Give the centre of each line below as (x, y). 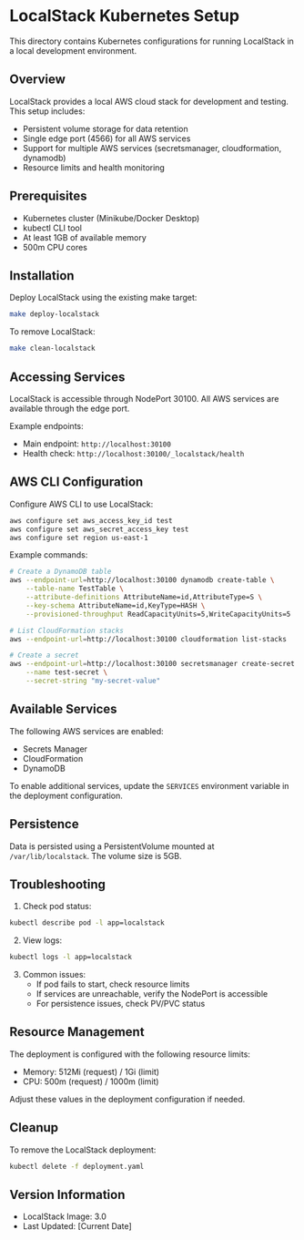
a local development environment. (73, 50)
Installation (42, 276)
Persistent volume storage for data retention (105, 128)
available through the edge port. (70, 408)
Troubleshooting (58, 884)
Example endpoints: (46, 425)
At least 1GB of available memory (85, 237)
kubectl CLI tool (52, 228)
